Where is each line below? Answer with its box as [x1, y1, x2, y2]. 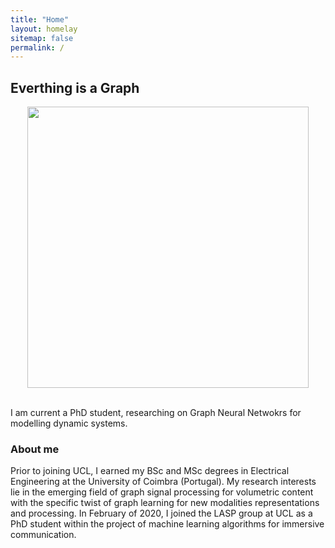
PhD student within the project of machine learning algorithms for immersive [10, 518, 325, 530]
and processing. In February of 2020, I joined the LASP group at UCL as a [10, 507, 313, 520]
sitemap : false [10, 33, 74, 43]
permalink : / [10, 42, 65, 53]
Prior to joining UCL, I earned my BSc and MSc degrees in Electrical [10, 465, 290, 477]
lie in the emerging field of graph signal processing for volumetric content [10, 486, 314, 498]
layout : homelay [10, 24, 78, 34]
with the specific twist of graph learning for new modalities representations [10, 497, 320, 509]
